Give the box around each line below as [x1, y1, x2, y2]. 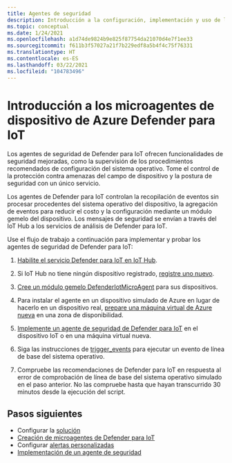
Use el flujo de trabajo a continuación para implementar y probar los [7, 236, 202, 244]
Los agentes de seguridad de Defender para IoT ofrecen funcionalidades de [7, 150, 223, 158]
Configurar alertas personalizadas [17, 441, 115, 449]
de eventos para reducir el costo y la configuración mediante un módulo [7, 207, 213, 216]
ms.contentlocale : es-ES [7, 55, 79, 62]
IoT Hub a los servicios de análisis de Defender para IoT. [7, 222, 168, 230]
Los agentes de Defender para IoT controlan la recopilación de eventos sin [7, 193, 220, 201]
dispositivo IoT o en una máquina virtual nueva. [17, 332, 152, 340]
